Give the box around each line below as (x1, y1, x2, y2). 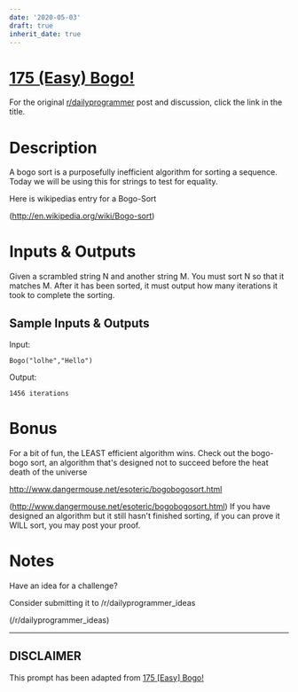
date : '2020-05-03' (9, 12, 82, 22)
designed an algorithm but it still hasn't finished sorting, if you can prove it (9, 510, 281, 521)
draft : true (9, 21, 53, 30)
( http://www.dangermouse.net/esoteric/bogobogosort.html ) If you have (9, 500, 271, 511)
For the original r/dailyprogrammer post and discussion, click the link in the (9, 97, 283, 107)
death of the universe (9, 467, 88, 477)
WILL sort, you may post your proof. (9, 520, 141, 531)
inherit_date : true (9, 29, 82, 38)
